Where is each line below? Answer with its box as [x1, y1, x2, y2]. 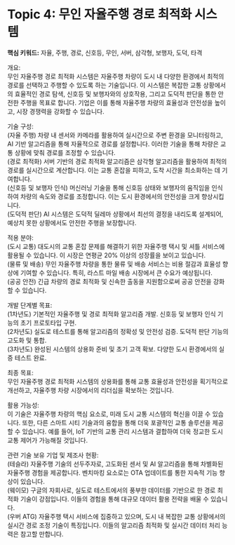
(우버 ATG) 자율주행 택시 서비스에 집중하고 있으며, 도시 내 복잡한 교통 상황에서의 [7, 512, 226, 520]
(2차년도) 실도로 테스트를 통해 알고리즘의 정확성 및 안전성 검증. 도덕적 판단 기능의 [7, 327, 229, 335]
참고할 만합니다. [20, 530, 64, 538]
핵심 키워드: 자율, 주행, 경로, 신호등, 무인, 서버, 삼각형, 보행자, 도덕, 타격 [7, 48, 203, 57]
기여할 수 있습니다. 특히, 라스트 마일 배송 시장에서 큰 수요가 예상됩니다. [20, 268, 213, 277]
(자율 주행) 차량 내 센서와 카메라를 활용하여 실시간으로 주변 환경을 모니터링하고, [7, 130, 223, 139]
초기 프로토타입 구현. [20, 318, 77, 327]
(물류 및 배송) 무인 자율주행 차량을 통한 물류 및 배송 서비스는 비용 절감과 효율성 [7, 260, 221, 268]
